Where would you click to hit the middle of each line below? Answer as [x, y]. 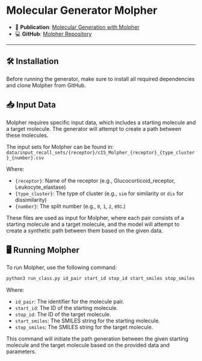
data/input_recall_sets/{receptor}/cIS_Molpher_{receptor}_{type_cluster [101, 153]
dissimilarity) [31, 199]
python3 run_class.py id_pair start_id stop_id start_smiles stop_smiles [101, 279]
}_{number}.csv [25, 158]
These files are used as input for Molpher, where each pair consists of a [95, 217]
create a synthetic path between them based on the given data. [85, 230]
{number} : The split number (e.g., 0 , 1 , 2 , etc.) [70, 206]
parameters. [21, 351]
